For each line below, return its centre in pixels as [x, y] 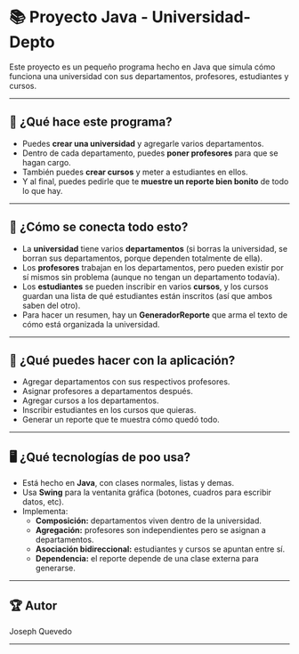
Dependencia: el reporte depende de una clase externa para [147, 559]
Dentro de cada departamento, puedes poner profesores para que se [150, 153]
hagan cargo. [46, 162]
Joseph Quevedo [41, 631]
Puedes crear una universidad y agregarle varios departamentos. [143, 143]
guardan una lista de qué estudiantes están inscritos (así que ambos [147, 295]
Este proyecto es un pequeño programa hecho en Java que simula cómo [142, 67]
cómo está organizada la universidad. [91, 324]
